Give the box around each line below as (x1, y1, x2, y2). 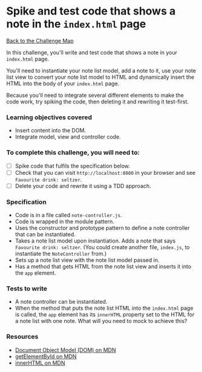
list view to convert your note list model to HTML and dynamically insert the (6, 73, 195, 80)
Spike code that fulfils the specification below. (15, 162, 130, 169)
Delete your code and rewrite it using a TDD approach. (15, 182, 151, 189)
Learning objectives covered (6, 113, 93, 122)
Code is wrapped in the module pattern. (15, 218, 115, 225)
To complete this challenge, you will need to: (6, 148, 140, 157)
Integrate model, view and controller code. (15, 133, 121, 140)
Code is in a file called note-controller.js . (15, 212, 122, 219)
